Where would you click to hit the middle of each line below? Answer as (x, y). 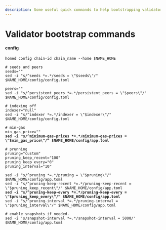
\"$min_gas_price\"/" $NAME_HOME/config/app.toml (57, 141)
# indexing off (21, 106)
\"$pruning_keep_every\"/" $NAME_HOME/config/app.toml (63, 197)
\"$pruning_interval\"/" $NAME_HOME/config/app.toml (61, 205)
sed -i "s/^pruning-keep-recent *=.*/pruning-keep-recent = (68, 184)
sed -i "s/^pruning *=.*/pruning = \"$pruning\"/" (58, 175)
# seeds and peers (24, 67)
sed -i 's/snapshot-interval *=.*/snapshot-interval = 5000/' (70, 218)
